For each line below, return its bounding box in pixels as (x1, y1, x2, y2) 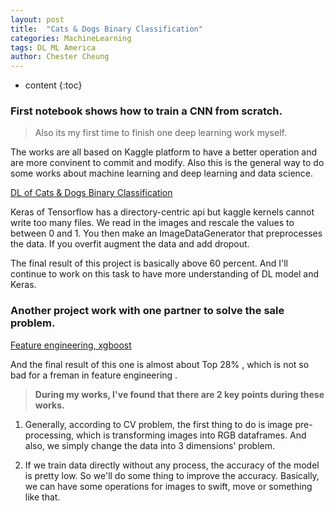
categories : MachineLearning (10, 33, 132, 43)
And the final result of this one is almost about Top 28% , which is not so (10, 358, 310, 370)
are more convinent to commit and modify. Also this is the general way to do (10, 157, 325, 169)
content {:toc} (24, 79, 83, 91)
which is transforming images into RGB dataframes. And (75, 429, 307, 441)
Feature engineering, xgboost (10, 339, 132, 351)
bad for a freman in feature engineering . (10, 369, 178, 381)
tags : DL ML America (10, 42, 97, 53)
